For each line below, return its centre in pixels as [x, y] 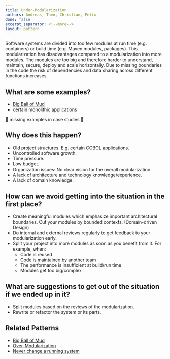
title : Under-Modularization [36, 10]
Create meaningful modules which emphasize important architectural [85, 216]
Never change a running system [46, 351]
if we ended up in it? [38, 294]
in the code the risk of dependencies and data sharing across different [79, 71]
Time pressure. [28, 158]
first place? [24, 204]
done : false [18, 19]
